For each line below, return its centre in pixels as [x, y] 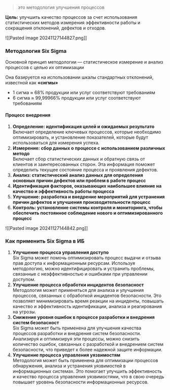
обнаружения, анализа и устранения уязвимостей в [69, 366]
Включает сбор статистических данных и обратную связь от [79, 159]
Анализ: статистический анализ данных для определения [78, 175]
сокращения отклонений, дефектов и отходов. [56, 28]
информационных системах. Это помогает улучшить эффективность [87, 371]
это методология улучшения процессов [61, 7]
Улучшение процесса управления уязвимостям [66, 355]
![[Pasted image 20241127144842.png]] [46, 228]
